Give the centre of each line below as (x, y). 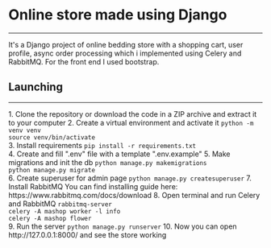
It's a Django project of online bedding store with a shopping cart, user (126, 44)
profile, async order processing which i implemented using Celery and (125, 53)
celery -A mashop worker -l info (65, 211)
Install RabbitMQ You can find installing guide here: (93, 186)
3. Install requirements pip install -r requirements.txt (102, 145)
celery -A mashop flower (50, 218)
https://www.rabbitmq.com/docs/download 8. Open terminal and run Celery (134, 195)
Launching (35, 87)
